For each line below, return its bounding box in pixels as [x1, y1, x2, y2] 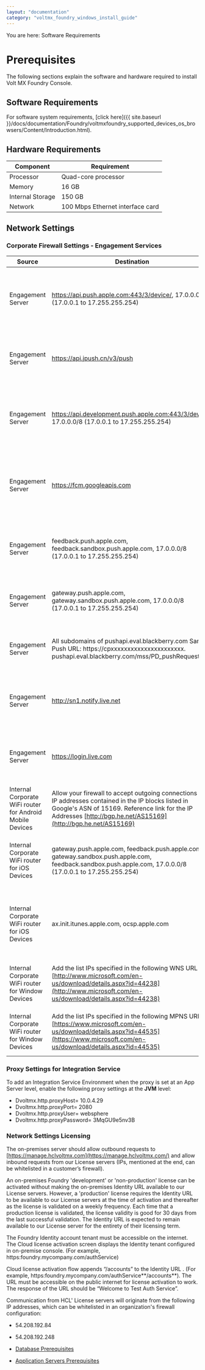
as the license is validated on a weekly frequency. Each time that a [6, 1202, 173, 1210]
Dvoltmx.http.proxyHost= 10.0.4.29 [15, 1097, 104, 1104]
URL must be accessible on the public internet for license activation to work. [6, 1278, 198, 1286]
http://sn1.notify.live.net [51, 696, 121, 705]
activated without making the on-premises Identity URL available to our [6, 1184, 185, 1191]
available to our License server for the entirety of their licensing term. [6, 1222, 181, 1229]
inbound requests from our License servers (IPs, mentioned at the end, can [6, 1158, 195, 1166]
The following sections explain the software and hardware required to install [6, 73, 197, 80]
